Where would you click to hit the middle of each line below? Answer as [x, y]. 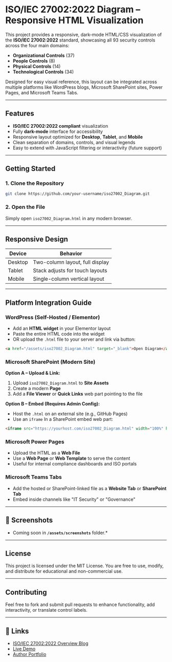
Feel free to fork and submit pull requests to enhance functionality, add [80, 605]
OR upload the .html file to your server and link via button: [74, 339]
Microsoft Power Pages [35, 442]
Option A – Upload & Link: [33, 373]
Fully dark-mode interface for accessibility [58, 131]
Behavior [71, 254]
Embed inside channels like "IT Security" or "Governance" [74, 499]
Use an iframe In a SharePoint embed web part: [63, 419]
